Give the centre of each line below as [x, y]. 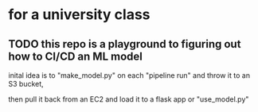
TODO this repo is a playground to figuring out [125, 44]
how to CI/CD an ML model [76, 56]
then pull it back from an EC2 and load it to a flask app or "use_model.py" [129, 99]
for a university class [79, 15]
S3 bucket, [26, 84]
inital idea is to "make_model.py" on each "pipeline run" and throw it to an [129, 75]
